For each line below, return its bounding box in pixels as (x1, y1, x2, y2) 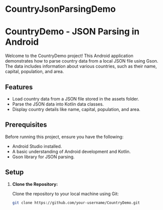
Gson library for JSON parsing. (12, 154, 75, 160)
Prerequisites (5, 121, 47, 129)
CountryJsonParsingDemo (5, 3, 116, 15)
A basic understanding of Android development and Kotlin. (12, 148, 131, 154)
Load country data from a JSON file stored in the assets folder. (12, 96, 139, 102)
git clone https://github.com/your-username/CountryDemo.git (12, 200, 140, 205)
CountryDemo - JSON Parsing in (5, 26, 140, 37)
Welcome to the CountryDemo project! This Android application (5, 53, 134, 59)
